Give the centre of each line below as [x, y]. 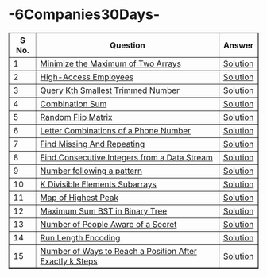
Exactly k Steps [69, 261]
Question [128, 45]
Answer [239, 45]
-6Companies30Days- [84, 15]
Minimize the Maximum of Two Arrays [110, 63]
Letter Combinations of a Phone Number [116, 130]
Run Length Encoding [80, 237]
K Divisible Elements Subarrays [98, 184]
